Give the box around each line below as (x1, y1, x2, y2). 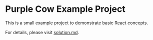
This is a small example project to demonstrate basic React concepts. (5, 20, 148, 26)
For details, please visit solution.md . (5, 29, 79, 35)
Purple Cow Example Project (5, 3, 126, 15)
